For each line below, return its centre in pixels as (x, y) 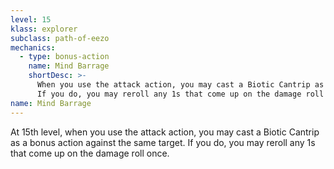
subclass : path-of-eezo (60, 38)
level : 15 (31, 19)
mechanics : (33, 47)
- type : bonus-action (64, 57)
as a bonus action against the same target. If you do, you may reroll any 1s (163, 142)
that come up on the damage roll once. (90, 153)
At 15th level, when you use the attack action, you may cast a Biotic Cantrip (165, 132)
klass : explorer (44, 29)
